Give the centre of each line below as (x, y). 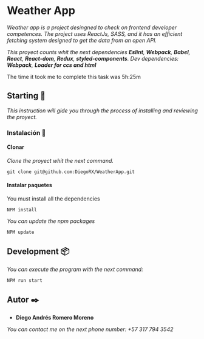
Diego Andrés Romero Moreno (55, 317)
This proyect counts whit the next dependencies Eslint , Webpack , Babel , (99, 52)
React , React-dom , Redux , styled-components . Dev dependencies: (93, 58)
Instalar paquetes (29, 185)
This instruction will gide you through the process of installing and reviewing (102, 111)
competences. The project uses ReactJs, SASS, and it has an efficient (95, 33)
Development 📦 (38, 252)
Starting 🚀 (26, 96)
